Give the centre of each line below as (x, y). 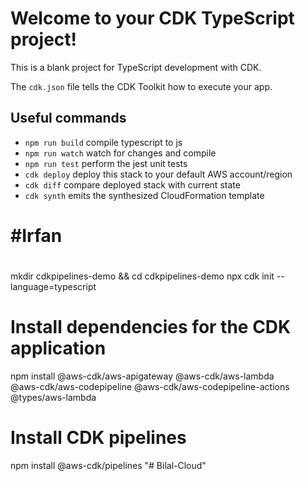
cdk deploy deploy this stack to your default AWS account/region (158, 174)
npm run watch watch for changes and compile (120, 153)
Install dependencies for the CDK (151, 327)
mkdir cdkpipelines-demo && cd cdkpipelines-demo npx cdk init (142, 276)
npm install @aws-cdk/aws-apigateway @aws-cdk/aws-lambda (142, 376)
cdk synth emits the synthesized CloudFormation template (144, 195)
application (58, 348)
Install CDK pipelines (98, 438)
